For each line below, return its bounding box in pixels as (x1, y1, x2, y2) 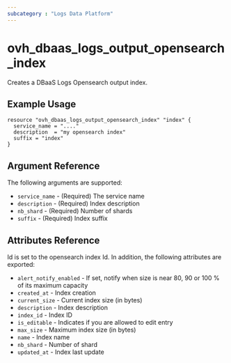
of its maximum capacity (17, 281, 88, 289)
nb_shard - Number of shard (17, 341, 98, 348)
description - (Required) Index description (17, 199, 141, 208)
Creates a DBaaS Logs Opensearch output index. (7, 78, 148, 86)
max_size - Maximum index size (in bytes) (17, 325, 136, 334)
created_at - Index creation (17, 288, 96, 297)
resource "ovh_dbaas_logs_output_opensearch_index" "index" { (7, 116, 191, 124)
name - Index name (17, 333, 70, 341)
